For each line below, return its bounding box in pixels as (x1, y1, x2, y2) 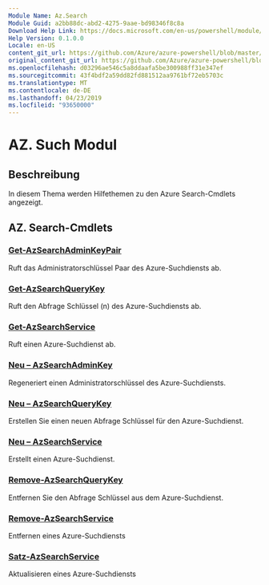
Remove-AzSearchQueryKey (8, 474, 123, 485)
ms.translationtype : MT (8, 79, 88, 87)
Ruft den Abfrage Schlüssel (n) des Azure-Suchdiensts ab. (8, 302, 202, 311)
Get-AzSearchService (8, 322, 96, 333)
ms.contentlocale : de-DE (8, 86, 91, 95)
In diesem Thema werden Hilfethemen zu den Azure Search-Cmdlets (8, 189, 236, 199)
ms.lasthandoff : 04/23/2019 (8, 94, 102, 102)
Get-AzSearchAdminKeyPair (8, 245, 122, 256)
